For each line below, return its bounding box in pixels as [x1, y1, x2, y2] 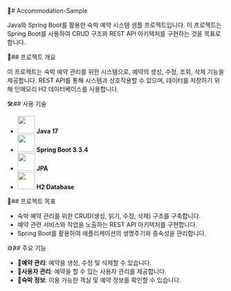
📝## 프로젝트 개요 [7, 53, 57, 61]
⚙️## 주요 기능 [7, 244, 46, 252]
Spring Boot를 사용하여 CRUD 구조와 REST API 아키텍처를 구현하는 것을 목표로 [7, 30, 221, 37]
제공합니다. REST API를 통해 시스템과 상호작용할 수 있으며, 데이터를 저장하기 [7, 76, 213, 85]
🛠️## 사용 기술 [7, 100, 47, 107]
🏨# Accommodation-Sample [7, 7, 88, 15]
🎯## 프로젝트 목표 [7, 197, 57, 205]
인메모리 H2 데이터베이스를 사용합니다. [14, 85, 119, 93]
